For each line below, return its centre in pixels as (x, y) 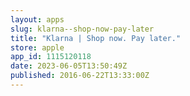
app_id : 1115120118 (51, 57)
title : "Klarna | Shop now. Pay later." (96, 38)
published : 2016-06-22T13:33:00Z (80, 76)
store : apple (37, 47)
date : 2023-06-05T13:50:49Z (69, 66)
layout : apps (37, 19)
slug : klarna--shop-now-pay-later (82, 29)
